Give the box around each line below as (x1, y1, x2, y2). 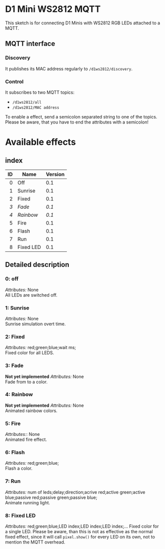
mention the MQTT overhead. (5, 539, 65, 545)
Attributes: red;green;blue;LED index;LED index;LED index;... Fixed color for (5, 523, 159, 529)
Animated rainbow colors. (5, 408, 58, 414)
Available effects (5, 136, 76, 148)
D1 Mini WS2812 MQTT (5, 3, 101, 15)
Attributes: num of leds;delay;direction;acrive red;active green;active (5, 489, 145, 495)
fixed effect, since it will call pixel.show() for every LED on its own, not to (5, 534, 155, 540)
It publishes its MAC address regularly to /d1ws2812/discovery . (5, 65, 133, 71)
